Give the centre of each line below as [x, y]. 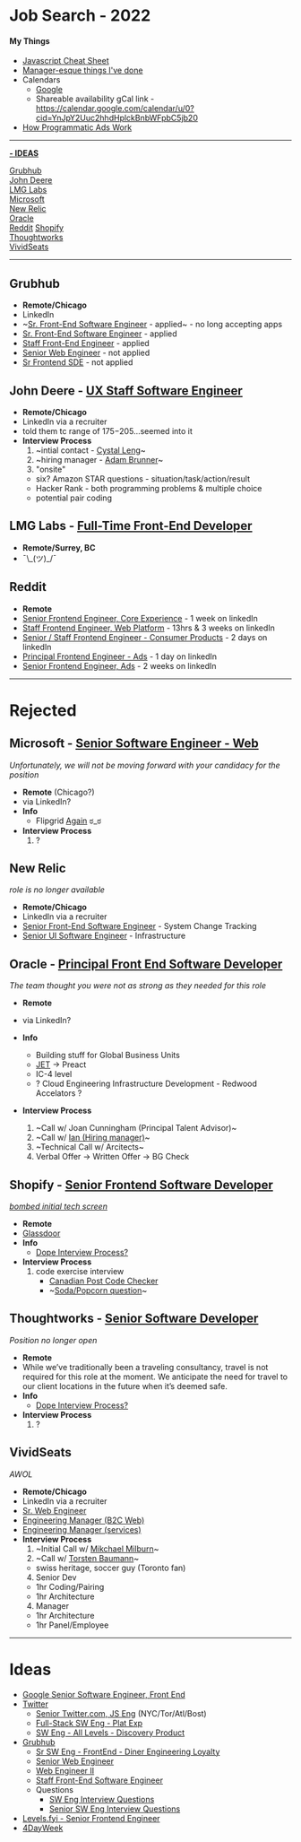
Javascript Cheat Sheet [65, 61]
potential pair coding [73, 498]
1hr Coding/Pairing [70, 1586]
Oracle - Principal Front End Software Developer [146, 964]
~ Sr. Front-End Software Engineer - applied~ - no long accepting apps [152, 325]
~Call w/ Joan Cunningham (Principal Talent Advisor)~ [136, 1128]
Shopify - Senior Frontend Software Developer [141, 1185]
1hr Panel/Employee [72, 1625]
